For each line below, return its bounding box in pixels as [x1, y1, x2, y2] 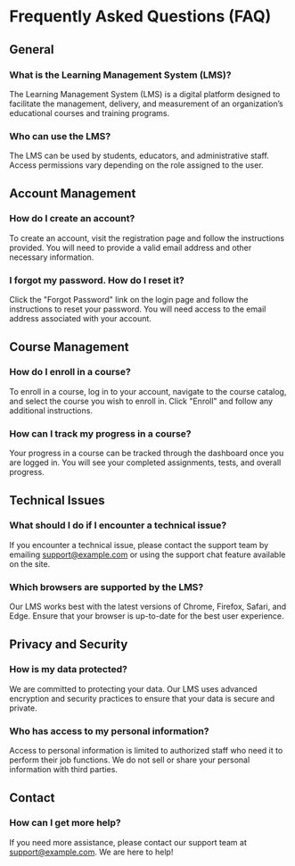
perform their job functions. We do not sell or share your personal [9, 754, 250, 765]
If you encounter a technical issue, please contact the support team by [9, 539, 269, 550]
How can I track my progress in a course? [9, 427, 192, 439]
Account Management [9, 186, 136, 201]
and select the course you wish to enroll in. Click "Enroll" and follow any [9, 396, 274, 406]
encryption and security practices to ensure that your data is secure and [9, 693, 275, 704]
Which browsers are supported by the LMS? [9, 580, 204, 593]
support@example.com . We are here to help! [9, 846, 174, 857]
